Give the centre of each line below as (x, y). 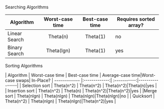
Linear (15, 33)
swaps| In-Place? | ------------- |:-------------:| (64, 80)
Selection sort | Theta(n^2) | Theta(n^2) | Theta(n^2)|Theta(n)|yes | (89, 86)
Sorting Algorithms (24, 66)
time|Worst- (143, 75)
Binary (15, 47)
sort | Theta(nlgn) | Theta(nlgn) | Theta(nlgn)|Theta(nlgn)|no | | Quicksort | (80, 96)
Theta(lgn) (58, 51)
